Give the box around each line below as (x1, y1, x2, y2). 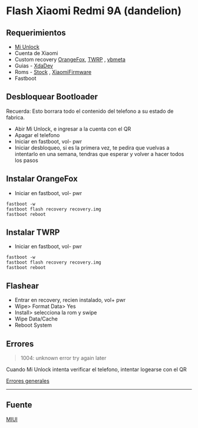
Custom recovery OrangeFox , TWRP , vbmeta (14, 56, 126, 63)
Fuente (6, 400, 32, 410)
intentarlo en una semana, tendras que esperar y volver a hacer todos (14, 150, 184, 157)
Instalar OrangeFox (6, 174, 78, 184)
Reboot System (14, 322, 52, 329)
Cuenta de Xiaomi (14, 50, 58, 57)
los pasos (14, 157, 38, 164)
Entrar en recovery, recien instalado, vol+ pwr (14, 297, 126, 304)
